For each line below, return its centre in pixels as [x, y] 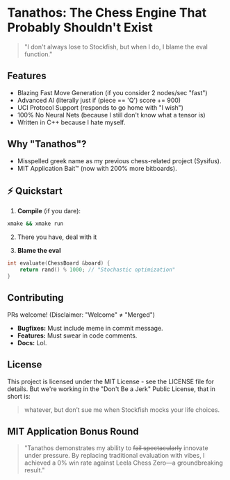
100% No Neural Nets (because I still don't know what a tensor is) [112, 115]
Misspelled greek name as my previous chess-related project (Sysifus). [119, 160]
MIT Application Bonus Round [73, 431]
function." [38, 54]
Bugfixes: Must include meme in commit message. [90, 328]
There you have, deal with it [57, 237]
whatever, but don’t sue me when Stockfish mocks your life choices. [122, 409]
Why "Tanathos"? [47, 144]
